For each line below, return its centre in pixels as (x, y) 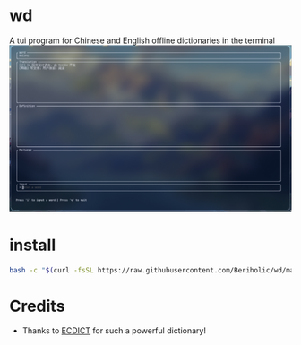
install (33, 245)
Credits (37, 306)
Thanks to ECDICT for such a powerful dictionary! (114, 331)
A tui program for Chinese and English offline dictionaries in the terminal (142, 40)
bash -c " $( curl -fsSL (52, 270)
